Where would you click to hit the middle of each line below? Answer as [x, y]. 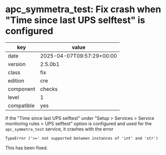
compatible [21, 106]
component [22, 89]
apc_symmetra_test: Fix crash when [83, 9]
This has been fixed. [27, 148]
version [17, 64]
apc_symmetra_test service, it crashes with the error [59, 129]
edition [16, 81]
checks [49, 89]
